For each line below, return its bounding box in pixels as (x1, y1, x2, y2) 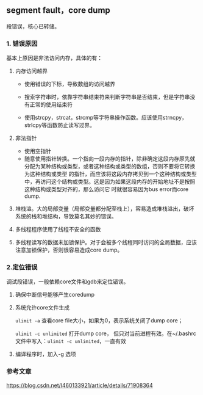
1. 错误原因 (6, 39, 38, 48)
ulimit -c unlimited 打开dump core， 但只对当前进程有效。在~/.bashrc (15, 330, 196, 337)
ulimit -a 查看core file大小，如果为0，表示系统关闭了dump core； (15, 317, 183, 324)
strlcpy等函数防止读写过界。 (24, 121, 96, 129)
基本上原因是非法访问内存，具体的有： (6, 54, 102, 62)
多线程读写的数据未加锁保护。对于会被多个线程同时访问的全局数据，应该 (15, 239, 197, 246)
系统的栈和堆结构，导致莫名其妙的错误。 (15, 212, 117, 220)
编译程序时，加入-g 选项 (15, 350, 76, 358)
